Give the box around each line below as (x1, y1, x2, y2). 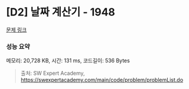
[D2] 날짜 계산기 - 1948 (6, 5, 115, 19)
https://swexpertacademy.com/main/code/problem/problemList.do (20, 77, 184, 84)
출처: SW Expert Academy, (20, 69, 85, 77)
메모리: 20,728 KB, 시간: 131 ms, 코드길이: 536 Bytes (6, 57, 130, 64)
